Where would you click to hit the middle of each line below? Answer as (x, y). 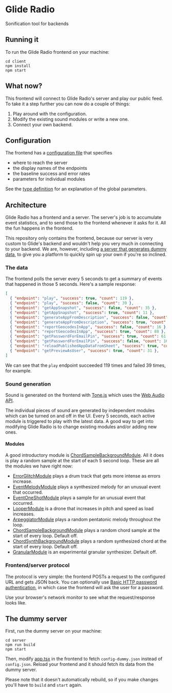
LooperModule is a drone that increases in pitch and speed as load (83, 509)
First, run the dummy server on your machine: (53, 631)
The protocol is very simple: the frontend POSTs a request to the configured (85, 576)
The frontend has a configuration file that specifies (59, 153)
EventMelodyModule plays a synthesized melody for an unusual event (87, 487)
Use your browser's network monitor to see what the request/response (80, 597)
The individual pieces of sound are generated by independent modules (80, 411)
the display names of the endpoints (50, 168)
